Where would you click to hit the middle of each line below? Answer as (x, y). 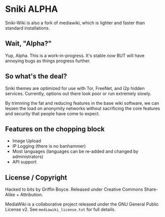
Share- (151, 189)
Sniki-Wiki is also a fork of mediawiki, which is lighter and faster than (75, 23)
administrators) (28, 157)
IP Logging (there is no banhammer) (49, 146)
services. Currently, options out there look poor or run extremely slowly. (78, 93)
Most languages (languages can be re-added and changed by (75, 151)
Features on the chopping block (55, 129)
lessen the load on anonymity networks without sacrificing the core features (83, 108)
